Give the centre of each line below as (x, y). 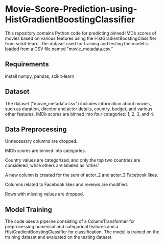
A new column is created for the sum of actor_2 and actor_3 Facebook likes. (82, 175)
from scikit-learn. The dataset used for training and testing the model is (77, 43)
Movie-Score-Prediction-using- (71, 9)
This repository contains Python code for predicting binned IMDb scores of (81, 33)
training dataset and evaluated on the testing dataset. (59, 237)
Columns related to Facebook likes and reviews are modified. (67, 184)
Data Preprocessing (36, 129)
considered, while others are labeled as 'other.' (52, 165)
